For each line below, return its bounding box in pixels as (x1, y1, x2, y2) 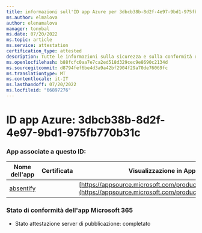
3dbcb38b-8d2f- (78, 113, 165, 127)
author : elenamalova (6, 20, 58, 26)
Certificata (41, 167, 73, 175)
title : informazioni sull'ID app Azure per (6, 8, 117, 15)
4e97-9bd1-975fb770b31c (6, 126, 141, 140)
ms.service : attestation (6, 43, 69, 49)
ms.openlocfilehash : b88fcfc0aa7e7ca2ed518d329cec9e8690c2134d (6, 59, 168, 65)
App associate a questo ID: (6, 147, 86, 155)
